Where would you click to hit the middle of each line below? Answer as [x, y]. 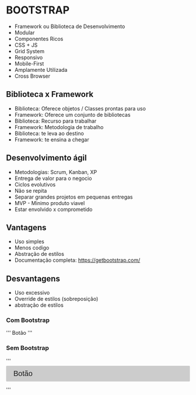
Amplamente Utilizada [41, 70]
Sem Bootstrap [28, 348]
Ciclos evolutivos [35, 184]
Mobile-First [29, 63]
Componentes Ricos [39, 39]
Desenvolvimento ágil [46, 158]
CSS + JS [26, 45]
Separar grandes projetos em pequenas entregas [73, 197]
